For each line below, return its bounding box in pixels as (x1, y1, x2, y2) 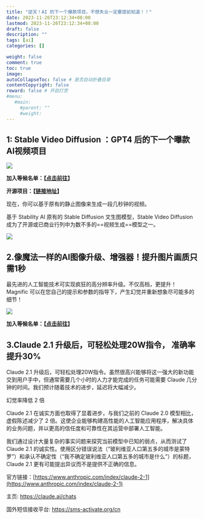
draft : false (6, 26, 39, 32)
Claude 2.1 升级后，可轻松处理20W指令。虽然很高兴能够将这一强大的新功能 (6, 368, 194, 375)
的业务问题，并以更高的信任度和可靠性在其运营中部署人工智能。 (6, 424, 166, 432)
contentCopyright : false (6, 82, 69, 88)
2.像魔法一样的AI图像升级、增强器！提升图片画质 (6, 252, 190, 262)
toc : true (6, 65, 32, 71)
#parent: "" (19, 105, 50, 111)
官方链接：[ (6, 473, 35, 481)
